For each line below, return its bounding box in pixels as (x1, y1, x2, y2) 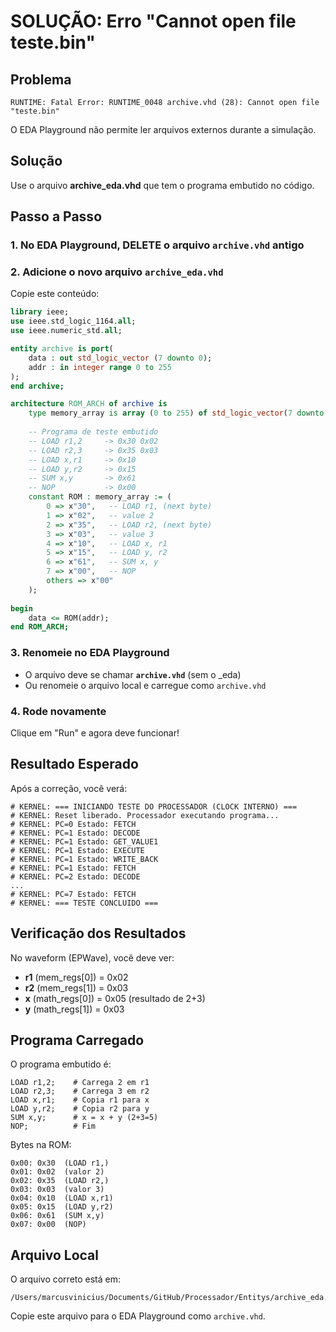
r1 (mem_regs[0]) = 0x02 (24, 971, 129, 983)
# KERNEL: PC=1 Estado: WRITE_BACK (10, 854, 159, 864)
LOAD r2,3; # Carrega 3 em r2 (10, 1086, 150, 1097)
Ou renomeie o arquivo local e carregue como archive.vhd (24, 679, 267, 691)
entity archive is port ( (10, 344, 114, 354)
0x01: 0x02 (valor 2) (10, 1167, 105, 1177)
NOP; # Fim (10, 1121, 97, 1132)
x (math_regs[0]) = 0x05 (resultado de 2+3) (24, 992, 206, 1004)
